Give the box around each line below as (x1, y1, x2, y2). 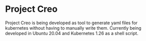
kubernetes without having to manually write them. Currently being (5, 25, 142, 31)
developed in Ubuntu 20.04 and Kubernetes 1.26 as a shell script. (5, 30, 139, 36)
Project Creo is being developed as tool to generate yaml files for (5, 20, 138, 26)
